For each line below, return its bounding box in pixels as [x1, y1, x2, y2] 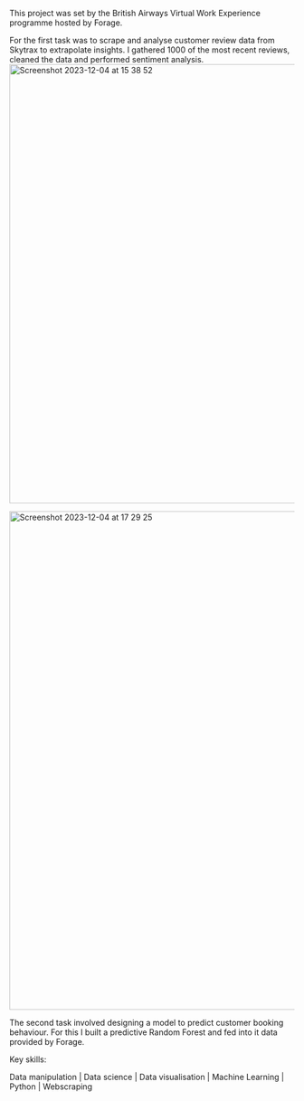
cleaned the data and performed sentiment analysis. [9, 54, 204, 64]
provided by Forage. [9, 1037, 85, 1047]
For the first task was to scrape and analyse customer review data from [9, 35, 275, 45]
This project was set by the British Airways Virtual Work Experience [9, 8, 261, 18]
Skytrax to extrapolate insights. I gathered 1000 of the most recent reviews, [9, 44, 290, 55]
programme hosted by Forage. [9, 17, 123, 28]
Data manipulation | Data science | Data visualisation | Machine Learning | [9, 1072, 285, 1082]
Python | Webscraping [9, 1081, 93, 1092]
